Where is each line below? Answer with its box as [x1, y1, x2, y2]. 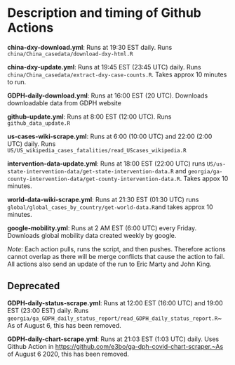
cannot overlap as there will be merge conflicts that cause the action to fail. [7, 252, 225, 260]
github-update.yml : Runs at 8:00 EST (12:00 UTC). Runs [7, 112, 172, 121]
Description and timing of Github [7, 5, 201, 21]
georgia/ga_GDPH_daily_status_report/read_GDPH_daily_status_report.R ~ [7, 314, 222, 322]
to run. [7, 77, 27, 86]
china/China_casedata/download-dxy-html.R [7, 51, 133, 58]
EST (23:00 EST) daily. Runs [7, 306, 89, 314]
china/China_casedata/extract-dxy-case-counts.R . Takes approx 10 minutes [7, 70, 227, 79]
